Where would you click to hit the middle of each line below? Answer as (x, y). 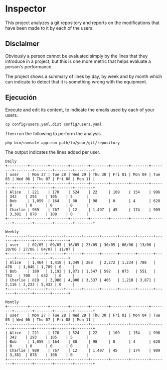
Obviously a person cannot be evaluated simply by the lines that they (76, 56)
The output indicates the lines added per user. (53, 152)
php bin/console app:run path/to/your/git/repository (63, 143)
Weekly (12, 232)
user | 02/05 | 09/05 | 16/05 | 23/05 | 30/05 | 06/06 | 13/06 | (83, 245)
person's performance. (29, 66)
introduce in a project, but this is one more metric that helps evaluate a (78, 61)
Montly (12, 302)
